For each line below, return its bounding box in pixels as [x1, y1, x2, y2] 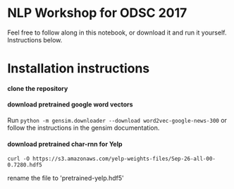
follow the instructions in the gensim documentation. [7, 123, 160, 132]
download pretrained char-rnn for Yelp [7, 140, 123, 148]
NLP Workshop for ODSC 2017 [7, 5, 187, 21]
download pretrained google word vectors [7, 100, 133, 109]
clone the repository [7, 84, 68, 92]
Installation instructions [7, 61, 150, 77]
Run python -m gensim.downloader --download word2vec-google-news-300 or [7, 116, 228, 124]
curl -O [7, 155, 30, 163]
